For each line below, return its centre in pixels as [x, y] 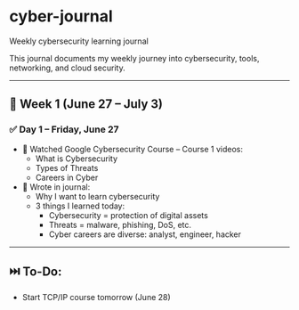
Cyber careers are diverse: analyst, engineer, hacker [145, 234]
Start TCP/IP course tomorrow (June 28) [96, 298]
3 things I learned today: [80, 206]
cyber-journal [61, 16]
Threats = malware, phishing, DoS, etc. [120, 224]
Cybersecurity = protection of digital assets [129, 215]
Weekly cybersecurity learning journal [79, 41]
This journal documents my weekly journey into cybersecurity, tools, [134, 58]
